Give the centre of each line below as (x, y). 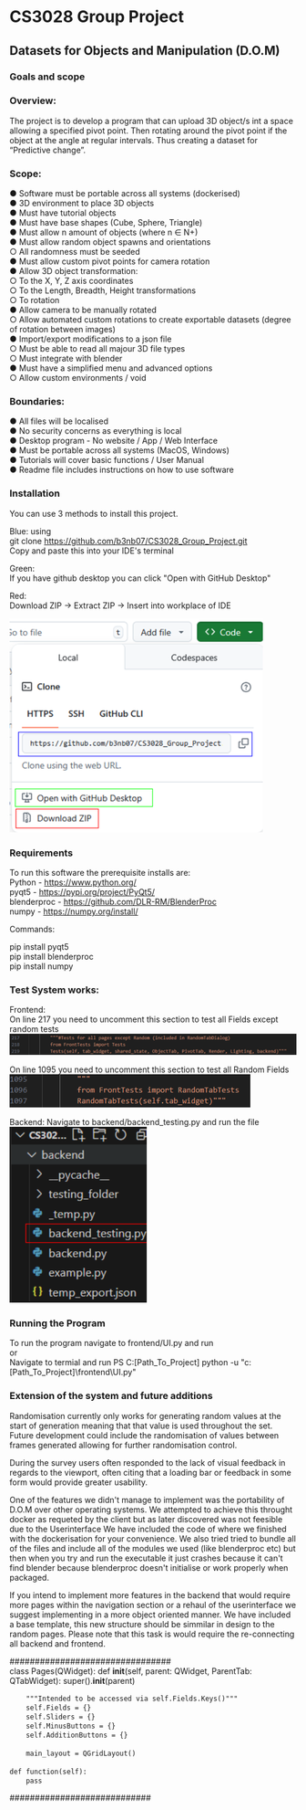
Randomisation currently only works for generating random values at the (145, 1415)
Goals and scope (47, 77)
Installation (35, 493)
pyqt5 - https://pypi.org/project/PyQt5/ (82, 891)
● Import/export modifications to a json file (91, 339)
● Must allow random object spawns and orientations (110, 242)
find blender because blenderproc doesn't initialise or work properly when (149, 1567)
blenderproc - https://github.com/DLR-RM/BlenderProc (113, 901)
